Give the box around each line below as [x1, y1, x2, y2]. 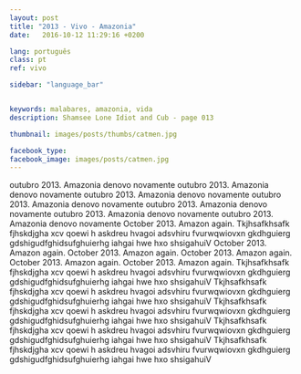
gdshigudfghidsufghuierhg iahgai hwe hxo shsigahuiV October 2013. [9, 238, 267, 249]
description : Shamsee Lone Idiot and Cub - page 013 [9, 113, 214, 122]
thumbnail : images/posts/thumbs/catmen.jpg [9, 130, 178, 139]
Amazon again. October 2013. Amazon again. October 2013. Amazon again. [9, 247, 293, 258]
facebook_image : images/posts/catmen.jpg [9, 154, 170, 164]
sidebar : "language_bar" [9, 80, 104, 89]
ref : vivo [9, 64, 47, 73]
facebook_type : [9, 146, 67, 155]
